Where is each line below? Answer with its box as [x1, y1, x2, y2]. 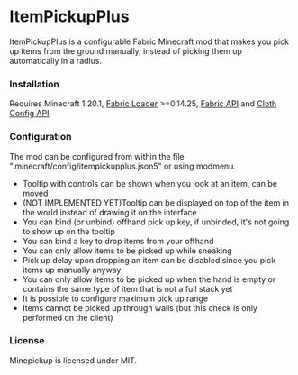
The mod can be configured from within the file [9, 151, 185, 161]
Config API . [9, 108, 52, 119]
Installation [9, 78, 60, 90]
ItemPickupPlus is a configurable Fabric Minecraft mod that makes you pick [9, 36, 290, 47]
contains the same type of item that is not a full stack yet [22, 283, 233, 294]
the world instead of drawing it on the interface [22, 206, 197, 217]
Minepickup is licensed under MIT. [9, 354, 138, 366]
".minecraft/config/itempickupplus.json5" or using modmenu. [9, 160, 237, 171]
